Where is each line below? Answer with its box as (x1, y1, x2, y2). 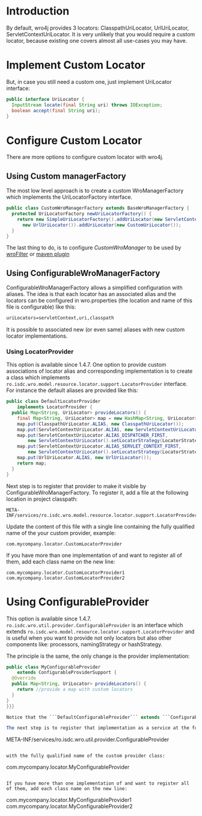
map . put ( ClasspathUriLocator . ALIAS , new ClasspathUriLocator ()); (17, 421, 185, 427)
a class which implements (6, 374, 70, 381)
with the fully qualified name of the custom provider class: (6, 753, 165, 759)
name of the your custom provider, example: (6, 529, 116, 536)
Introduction (6, 4, 70, 18)
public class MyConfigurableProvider (6, 664, 101, 670)
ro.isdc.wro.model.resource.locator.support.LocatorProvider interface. (6, 381, 188, 388)
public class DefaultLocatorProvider (6, 399, 101, 405)
